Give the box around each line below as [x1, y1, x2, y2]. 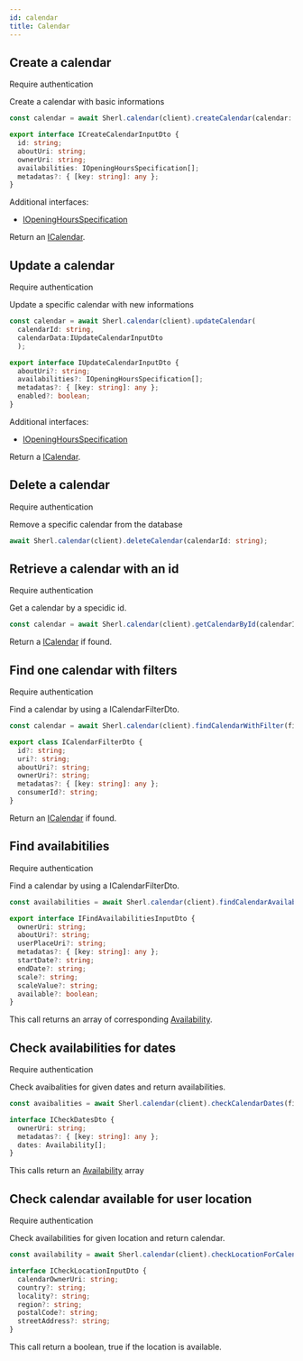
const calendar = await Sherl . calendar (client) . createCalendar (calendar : [9, 114, 293, 123]
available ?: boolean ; [17, 989, 99, 998]
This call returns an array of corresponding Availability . [9, 1014, 213, 1025]
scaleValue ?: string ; [17, 980, 99, 990]
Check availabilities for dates [9, 1040, 177, 1055]
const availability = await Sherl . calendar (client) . [9, 1250, 212, 1259]
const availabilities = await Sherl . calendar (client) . [9, 897, 220, 906]
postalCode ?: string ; [17, 1309, 99, 1318]
